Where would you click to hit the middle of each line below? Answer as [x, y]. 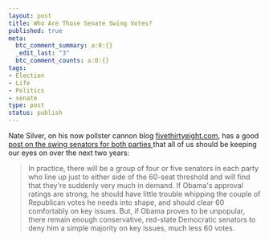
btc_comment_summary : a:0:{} [64, 46]
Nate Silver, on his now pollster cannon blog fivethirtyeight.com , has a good [134, 136]
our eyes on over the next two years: [69, 153]
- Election [26, 76]
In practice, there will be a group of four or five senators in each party [143, 168]
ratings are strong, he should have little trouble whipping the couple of [144, 194]
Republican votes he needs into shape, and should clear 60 [126, 202]
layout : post [30, 16]
